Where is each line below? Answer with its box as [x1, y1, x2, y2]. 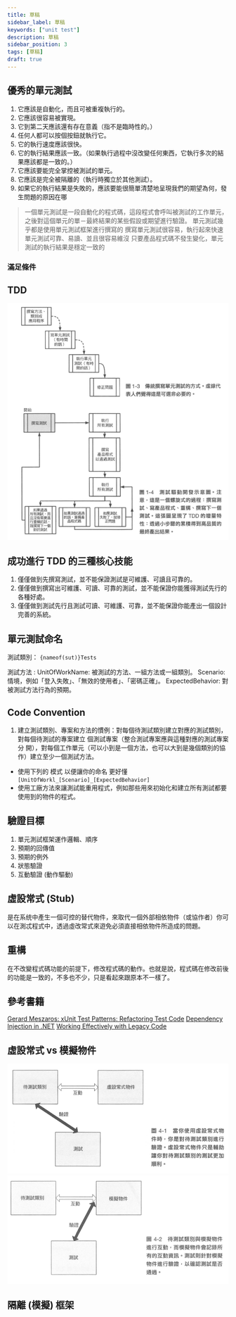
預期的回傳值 [17, 843, 55, 852]
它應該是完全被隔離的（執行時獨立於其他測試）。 [17, 175, 157, 183]
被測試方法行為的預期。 [7, 686, 75, 694]
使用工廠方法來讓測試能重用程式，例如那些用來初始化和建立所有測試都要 [17, 783, 227, 792]
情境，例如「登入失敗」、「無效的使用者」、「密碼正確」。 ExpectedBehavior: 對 [7, 676, 229, 686]
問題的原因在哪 [23, 192, 67, 201]
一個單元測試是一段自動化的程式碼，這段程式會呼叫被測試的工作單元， [24, 208, 228, 216]
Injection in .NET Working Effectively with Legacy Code [7, 1022, 167, 1031]
